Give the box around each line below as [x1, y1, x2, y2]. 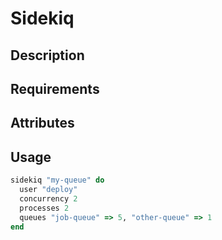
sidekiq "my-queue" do [10, 175, 105, 186]
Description [10, 47, 85, 64]
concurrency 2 [19, 193, 78, 204]
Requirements [10, 80, 100, 97]
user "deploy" [19, 185, 78, 195]
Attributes [10, 115, 75, 132]
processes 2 [19, 203, 70, 213]
